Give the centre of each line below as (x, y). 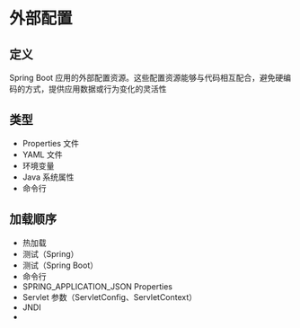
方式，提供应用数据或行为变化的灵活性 (96, 89)
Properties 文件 (50, 143)
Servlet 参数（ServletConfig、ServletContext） (110, 297)
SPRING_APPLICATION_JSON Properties (97, 286)
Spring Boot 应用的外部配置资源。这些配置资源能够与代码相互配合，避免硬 (146, 78)
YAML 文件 (42, 155)
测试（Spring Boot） (60, 265)
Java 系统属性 (48, 177)
